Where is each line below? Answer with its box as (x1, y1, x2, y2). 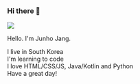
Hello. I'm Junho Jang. (7, 34, 71, 43)
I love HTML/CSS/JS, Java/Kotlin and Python (7, 62, 134, 70)
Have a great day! (7, 70, 57, 78)
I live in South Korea (7, 48, 64, 56)
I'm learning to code (7, 55, 64, 64)
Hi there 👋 (7, 6, 41, 16)
